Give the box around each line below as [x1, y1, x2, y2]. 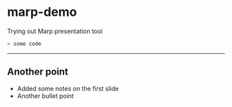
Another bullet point [17, 91, 74, 100]
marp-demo [7, 4, 77, 20]
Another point [7, 66, 69, 78]
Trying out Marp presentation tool [7, 27, 103, 35]
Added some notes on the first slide [17, 84, 119, 93]
